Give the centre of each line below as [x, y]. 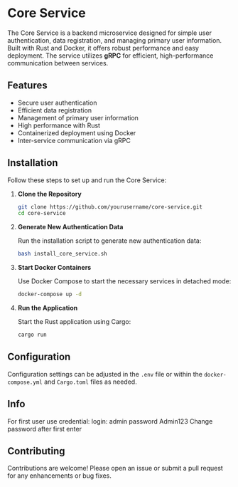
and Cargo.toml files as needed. [90, 382]
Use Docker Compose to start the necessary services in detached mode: [124, 281]
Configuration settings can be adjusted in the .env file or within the [105, 374]
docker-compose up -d [49, 294]
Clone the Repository [49, 194]
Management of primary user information [78, 117]
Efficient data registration [55, 110]
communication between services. [58, 63]
